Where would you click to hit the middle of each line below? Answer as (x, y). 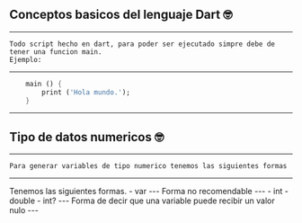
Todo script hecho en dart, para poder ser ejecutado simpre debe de (142, 44)
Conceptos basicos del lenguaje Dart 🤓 (121, 15)
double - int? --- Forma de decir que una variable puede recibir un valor (142, 201)
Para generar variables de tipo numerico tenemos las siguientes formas (148, 166)
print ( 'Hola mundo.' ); (86, 92)
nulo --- (24, 210)
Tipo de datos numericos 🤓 (87, 137)
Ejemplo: (26, 59)
